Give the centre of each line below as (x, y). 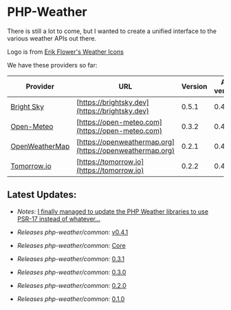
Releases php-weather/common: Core (71, 245)
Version (194, 86)
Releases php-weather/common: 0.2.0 (72, 285)
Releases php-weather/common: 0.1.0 (71, 299)
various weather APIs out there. (52, 38)
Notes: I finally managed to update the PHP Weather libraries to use (112, 211)
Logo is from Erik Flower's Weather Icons (65, 52)
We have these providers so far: (52, 65)
